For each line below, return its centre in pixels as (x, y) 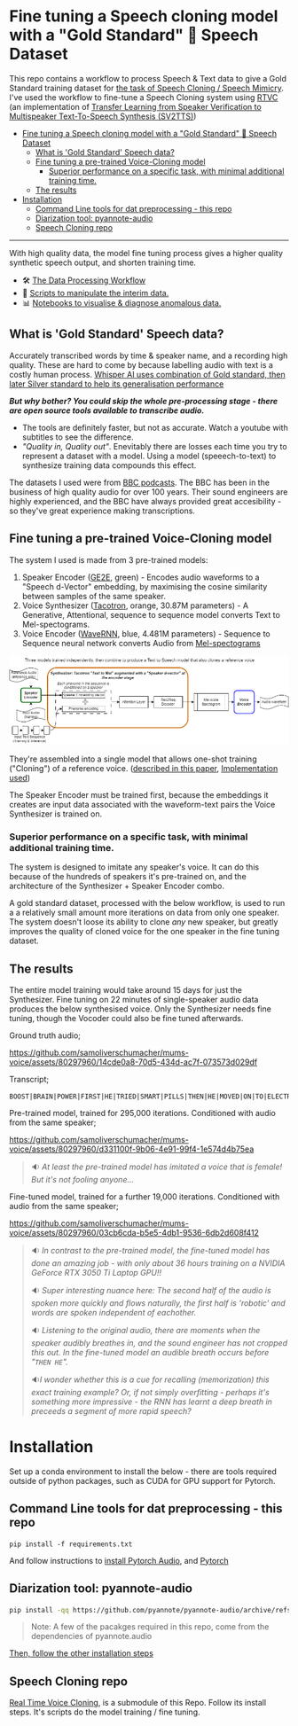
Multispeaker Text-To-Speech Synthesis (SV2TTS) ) (103, 116)
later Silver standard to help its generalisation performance (117, 384)
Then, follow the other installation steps (81, 1653)
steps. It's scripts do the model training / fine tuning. (105, 1712)
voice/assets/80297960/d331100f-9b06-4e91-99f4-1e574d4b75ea (132, 1149)
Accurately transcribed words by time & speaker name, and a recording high (149, 355)
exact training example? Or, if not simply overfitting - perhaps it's (150, 1392)
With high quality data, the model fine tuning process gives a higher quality (146, 253)
